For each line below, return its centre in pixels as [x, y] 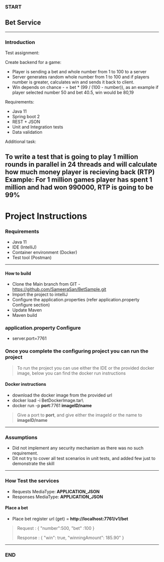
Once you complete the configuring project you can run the [77, 351]
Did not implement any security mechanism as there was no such [78, 448]
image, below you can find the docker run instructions [71, 373]
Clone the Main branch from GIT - [46, 284]
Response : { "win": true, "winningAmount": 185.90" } [71, 538]
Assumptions [21, 437]
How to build [18, 273]
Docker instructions [26, 384]
